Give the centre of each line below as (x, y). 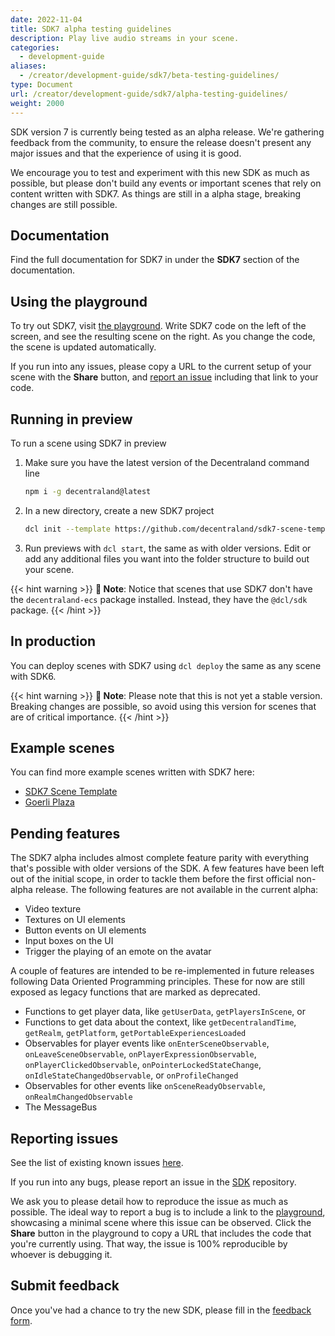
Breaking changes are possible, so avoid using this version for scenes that (163, 706)
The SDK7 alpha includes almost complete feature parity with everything (160, 858)
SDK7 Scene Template (71, 792)
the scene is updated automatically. (83, 347)
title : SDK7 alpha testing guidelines (91, 29)
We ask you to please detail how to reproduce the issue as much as (149, 1201)
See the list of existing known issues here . (97, 1162)
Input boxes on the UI (69, 941)
